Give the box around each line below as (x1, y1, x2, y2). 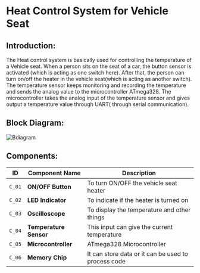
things (87, 213, 105, 221)
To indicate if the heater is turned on (87, 196, 189, 204)
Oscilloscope (27, 209, 65, 218)
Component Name (27, 169, 81, 177)
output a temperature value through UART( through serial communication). (6, 101, 189, 108)
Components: (6, 151, 58, 162)
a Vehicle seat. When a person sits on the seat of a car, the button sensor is (6, 63, 192, 70)
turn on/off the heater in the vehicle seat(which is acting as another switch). (6, 76, 192, 82)
